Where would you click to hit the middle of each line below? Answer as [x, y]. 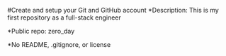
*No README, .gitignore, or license [59, 44]
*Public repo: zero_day [41, 31]
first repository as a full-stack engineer [64, 17]
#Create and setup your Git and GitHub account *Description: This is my [113, 10]
